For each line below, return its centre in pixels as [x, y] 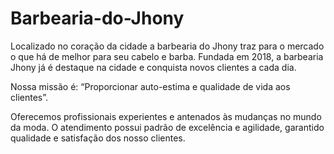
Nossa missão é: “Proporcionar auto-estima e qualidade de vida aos [150, 86]
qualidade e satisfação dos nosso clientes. [98, 138]
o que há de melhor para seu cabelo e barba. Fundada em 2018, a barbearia [167, 56]
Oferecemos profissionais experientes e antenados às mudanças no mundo [166, 116]
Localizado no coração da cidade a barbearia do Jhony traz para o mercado [167, 46]
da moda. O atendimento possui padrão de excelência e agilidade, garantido [167, 127]
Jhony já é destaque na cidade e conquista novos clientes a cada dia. [153, 67]
